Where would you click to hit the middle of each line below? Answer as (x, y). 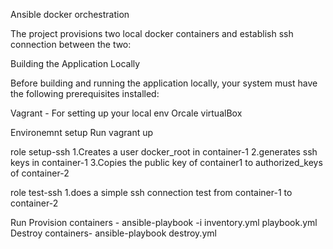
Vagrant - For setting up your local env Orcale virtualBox (126, 113)
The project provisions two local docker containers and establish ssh (152, 33)
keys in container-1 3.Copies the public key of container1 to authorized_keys (166, 162)
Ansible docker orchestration (70, 14)
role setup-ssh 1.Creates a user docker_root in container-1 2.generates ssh (164, 152)
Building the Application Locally (75, 63)
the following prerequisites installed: (85, 93)
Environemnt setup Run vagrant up (82, 132)
